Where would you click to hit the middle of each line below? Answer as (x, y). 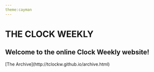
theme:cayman (19, 10)
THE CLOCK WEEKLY (50, 34)
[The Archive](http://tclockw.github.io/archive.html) (57, 64)
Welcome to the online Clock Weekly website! (77, 52)
